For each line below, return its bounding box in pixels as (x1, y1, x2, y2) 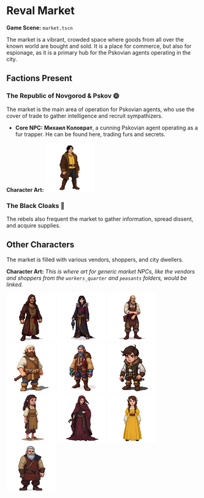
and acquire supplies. (6, 221, 61, 229)
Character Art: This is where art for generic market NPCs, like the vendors (6, 267, 195, 275)
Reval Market (6, 4, 75, 18)
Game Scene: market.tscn (6, 24, 74, 31)
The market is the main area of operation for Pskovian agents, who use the (6, 105, 195, 113)
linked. (6, 280, 23, 288)
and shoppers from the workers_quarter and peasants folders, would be (6, 274, 187, 282)
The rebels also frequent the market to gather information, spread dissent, (6, 215, 194, 223)
